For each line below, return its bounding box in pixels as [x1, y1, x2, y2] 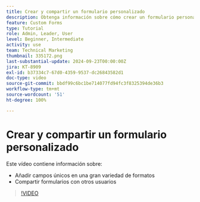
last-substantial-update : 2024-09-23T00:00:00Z [6, 58, 127, 64]
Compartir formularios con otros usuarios [14, 178, 117, 185]
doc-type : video [6, 75, 46, 81]
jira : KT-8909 [6, 64, 42, 70]
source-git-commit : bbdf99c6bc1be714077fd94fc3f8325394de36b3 [6, 81, 164, 87]
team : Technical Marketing [6, 48, 73, 53]
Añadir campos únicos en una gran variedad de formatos [14, 172, 155, 179]
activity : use [6, 42, 42, 48]
